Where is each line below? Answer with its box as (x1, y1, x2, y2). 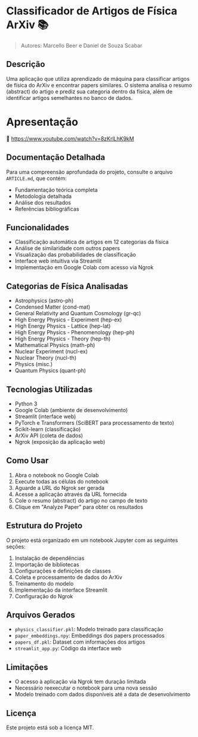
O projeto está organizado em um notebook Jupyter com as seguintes (6, 537, 178, 544)
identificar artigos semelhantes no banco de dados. (6, 94, 133, 101)
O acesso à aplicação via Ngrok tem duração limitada (14, 678, 146, 686)
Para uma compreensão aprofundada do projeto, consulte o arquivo (6, 168, 173, 175)
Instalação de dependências (14, 555, 85, 562)
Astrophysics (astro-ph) (14, 297, 74, 304)
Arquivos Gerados (6, 610, 76, 620)
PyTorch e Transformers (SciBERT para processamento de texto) (14, 419, 175, 426)
